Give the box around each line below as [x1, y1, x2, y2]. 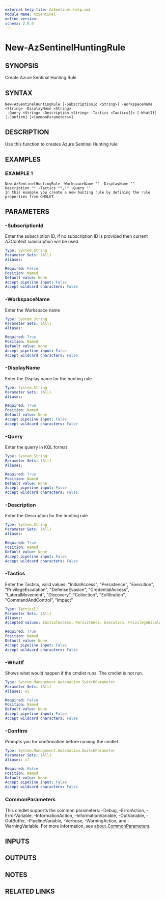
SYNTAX [5, 89, 33, 97]
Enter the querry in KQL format [5, 444, 67, 450]
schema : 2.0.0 [5, 21, 34, 26]
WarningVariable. [5, 823, 40, 829]
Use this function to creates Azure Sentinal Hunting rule [5, 141, 118, 147]
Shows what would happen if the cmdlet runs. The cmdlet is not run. [5, 670, 143, 676]
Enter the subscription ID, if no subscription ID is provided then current [5, 233, 148, 239]
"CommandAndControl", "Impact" [5, 597, 73, 603]
